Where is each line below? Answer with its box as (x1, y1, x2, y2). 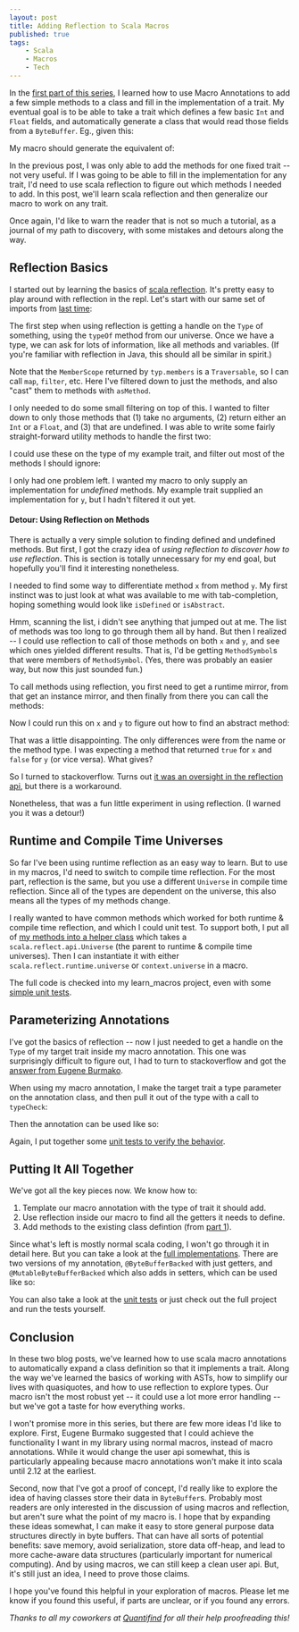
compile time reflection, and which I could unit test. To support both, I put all (9, 921, 290, 932)
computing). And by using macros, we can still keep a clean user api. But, (9, 1559, 279, 1569)
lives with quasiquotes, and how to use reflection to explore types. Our (9, 1382, 270, 1392)
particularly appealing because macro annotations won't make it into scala (9, 1456, 283, 1467)
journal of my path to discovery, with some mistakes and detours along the (9, 224, 284, 235)
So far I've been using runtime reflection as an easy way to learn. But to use (9, 857, 288, 868)
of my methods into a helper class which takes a (9, 931, 187, 942)
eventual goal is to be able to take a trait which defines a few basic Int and (9, 106, 285, 117)
